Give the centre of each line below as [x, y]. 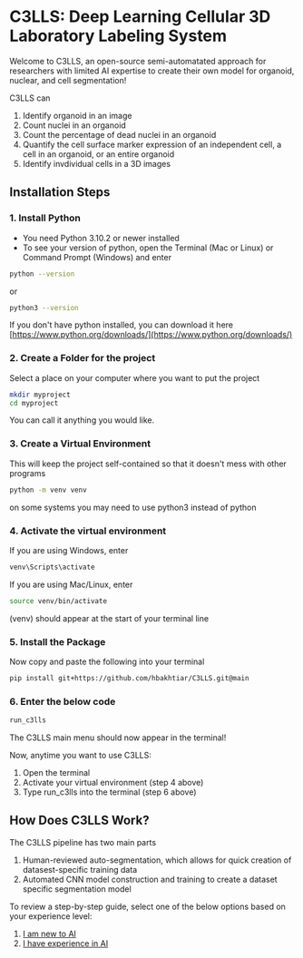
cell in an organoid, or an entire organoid [98, 154]
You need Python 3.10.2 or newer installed [101, 238]
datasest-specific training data [80, 869]
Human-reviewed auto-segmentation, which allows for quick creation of [157, 860]
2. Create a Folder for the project [83, 358]
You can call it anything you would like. [82, 420]
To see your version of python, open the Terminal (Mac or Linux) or [148, 248]
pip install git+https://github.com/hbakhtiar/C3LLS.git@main [129, 678]
